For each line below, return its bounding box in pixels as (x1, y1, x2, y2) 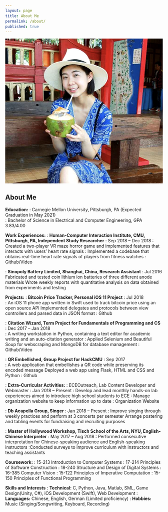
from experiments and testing (5, 284, 66, 290)
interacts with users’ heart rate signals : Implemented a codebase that (5, 248, 149, 254)
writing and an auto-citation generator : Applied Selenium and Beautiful (5, 336, 152, 342)
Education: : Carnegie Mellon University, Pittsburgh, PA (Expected (5, 206, 141, 213)
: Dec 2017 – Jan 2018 (5, 325, 50, 331)
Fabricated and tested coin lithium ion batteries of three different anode (5, 274, 152, 280)
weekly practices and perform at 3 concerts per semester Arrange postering (5, 413, 163, 419)
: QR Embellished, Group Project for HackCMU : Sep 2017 (5, 356, 125, 362)
